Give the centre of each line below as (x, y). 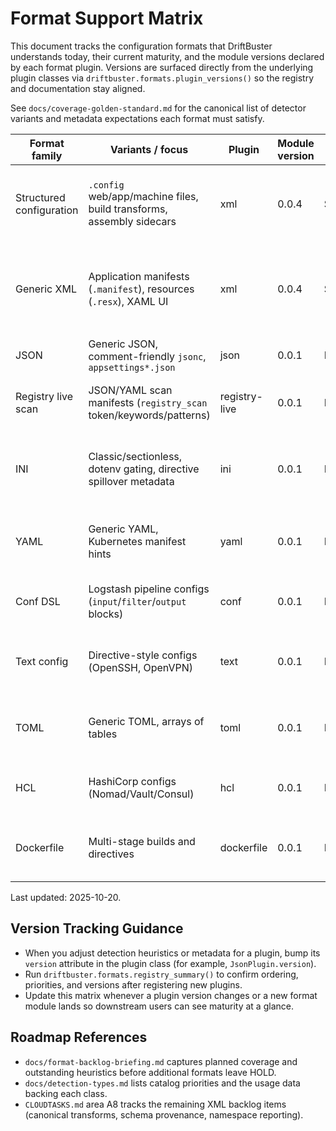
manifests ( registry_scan (148, 402)
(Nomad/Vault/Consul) (141, 794)
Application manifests (139, 276)
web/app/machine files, (143, 196)
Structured (40, 197)
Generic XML (46, 289)
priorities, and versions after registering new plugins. (133, 984)
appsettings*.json (132, 367)
